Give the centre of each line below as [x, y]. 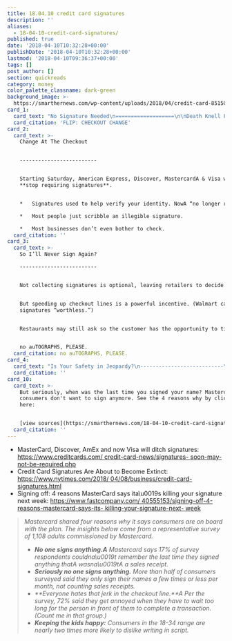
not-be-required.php [47, 464]
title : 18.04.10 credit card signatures [66, 13]
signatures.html [39, 486]
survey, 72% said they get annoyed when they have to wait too [124, 600]
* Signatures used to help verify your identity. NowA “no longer [120, 204]
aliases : [20, 26]
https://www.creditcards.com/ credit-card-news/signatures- [103, 457]
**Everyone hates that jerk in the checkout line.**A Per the [119, 593]
